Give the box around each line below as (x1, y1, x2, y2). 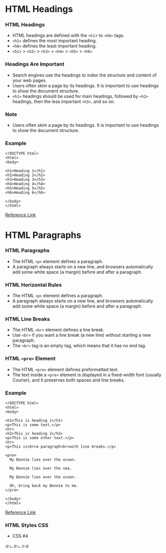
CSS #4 (12, 533, 28, 539)
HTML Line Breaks (5, 316, 51, 322)
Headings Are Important (5, 61, 64, 68)
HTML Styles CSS (5, 522, 49, 529)
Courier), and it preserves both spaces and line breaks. (12, 377, 125, 383)
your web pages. (12, 77, 47, 83)
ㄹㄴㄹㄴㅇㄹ (5, 543, 30, 550)
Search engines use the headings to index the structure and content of (12, 72, 157, 78)
